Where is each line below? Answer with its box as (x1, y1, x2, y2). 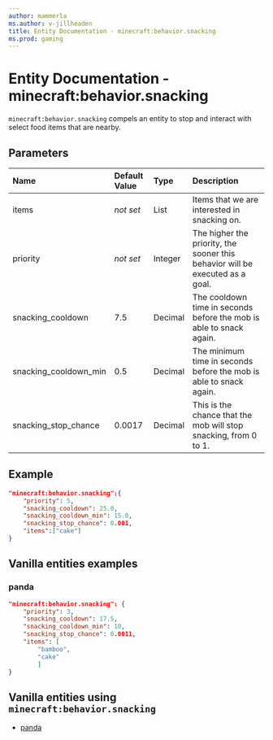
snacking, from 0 (192, 430, 258, 441)
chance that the (192, 410, 253, 420)
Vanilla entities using (8, 690, 117, 704)
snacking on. (192, 215, 241, 225)
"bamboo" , (37, 645, 71, 653)
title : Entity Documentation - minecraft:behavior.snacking (8, 27, 217, 35)
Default (114, 170, 144, 181)
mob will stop (192, 420, 244, 431)
